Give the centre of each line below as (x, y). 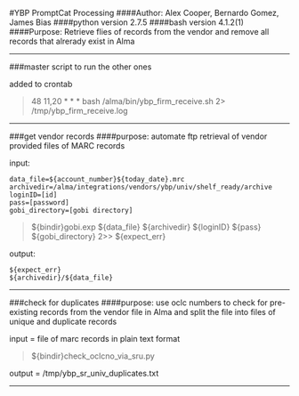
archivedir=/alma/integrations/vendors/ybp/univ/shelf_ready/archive (141, 187)
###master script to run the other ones (81, 67)
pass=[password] (39, 203)
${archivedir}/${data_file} (61, 278)
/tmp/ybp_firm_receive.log (79, 111)
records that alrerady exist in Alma (72, 41)
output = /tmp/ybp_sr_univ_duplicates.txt (84, 373)
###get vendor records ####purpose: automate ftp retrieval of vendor (138, 136)
